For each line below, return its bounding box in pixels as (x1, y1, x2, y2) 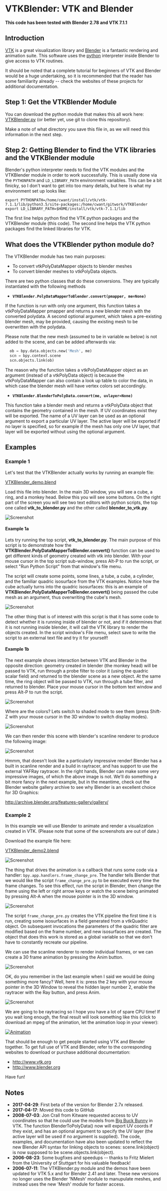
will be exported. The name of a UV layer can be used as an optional (5, 413, 145, 419)
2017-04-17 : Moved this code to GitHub (12, 1107, 94, 1113)
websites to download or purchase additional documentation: (5, 1049, 131, 1055)
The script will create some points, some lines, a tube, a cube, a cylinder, (5, 573, 155, 579)
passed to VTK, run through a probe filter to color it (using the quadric (5, 668, 149, 674)
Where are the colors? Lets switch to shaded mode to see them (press (5, 708, 149, 714)
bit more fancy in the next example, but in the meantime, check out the (5, 779, 150, 785)
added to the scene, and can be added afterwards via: (5, 339, 116, 345)
